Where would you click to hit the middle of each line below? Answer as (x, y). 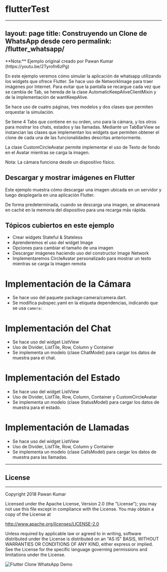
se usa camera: (28, 308)
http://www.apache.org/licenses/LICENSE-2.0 (52, 524)
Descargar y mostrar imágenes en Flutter (70, 178)
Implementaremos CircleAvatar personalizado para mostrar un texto (82, 258)
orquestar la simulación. (30, 112)
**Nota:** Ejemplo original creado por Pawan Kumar (59, 61)
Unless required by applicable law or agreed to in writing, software (73, 533)
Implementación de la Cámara (68, 284)
